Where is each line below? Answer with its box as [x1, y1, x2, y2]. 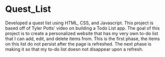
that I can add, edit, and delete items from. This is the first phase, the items [5, 36, 160, 42]
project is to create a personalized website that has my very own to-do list [5, 30, 158, 36]
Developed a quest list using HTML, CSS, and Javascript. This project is [5, 20, 154, 26]
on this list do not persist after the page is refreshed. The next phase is [5, 41, 151, 47]
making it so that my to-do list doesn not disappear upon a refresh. [5, 46, 143, 52]
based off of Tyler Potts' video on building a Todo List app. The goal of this [5, 25, 160, 31]
